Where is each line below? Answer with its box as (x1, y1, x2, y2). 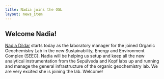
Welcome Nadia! (5, 30, 57, 38)
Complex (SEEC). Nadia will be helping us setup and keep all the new (5, 53, 145, 59)
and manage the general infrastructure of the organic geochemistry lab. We (5, 63, 158, 69)
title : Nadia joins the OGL (5, 7, 63, 12)
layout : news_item (5, 12, 43, 17)
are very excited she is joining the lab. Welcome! (5, 69, 103, 75)
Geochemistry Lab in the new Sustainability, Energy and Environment (5, 48, 145, 54)
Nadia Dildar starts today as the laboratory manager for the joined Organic (5, 42, 155, 49)
